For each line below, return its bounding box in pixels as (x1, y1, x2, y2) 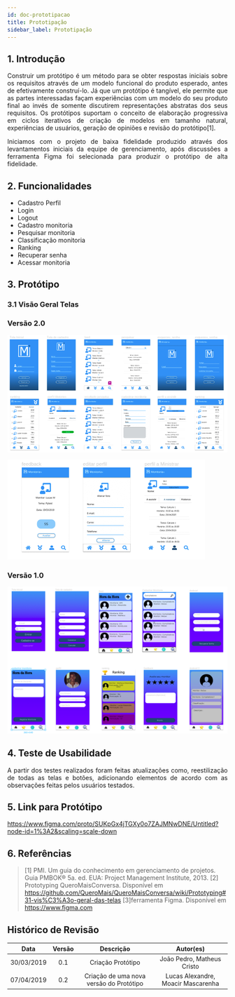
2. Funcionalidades (7, 180, 92, 192)
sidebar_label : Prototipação (7, 26, 92, 33)
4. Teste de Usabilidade (7, 747, 112, 759)
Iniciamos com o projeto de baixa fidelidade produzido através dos (7, 138, 228, 146)
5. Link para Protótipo (7, 801, 103, 813)
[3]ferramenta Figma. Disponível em (122, 896, 227, 904)
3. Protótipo (7, 279, 59, 290)
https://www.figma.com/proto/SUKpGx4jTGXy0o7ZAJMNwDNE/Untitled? (7, 819, 219, 828)
